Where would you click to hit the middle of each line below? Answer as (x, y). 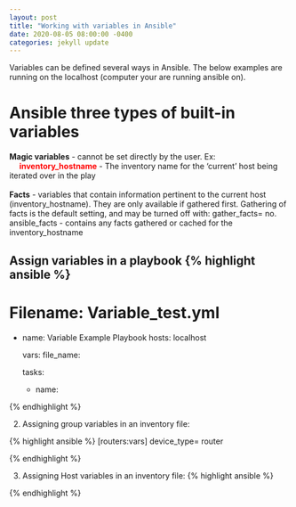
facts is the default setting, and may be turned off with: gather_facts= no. (143, 214)
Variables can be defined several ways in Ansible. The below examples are (146, 68)
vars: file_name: (51, 355)
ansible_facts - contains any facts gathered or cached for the (121, 223)
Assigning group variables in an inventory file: (106, 423)
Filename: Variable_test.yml (115, 312)
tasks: (33, 372)
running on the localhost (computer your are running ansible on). (128, 78)
